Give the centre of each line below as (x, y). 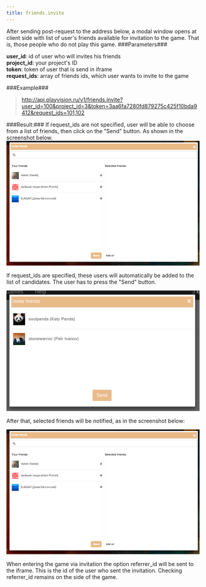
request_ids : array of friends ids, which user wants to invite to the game (97, 76)
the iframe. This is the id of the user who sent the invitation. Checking (94, 570)
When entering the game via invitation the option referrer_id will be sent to (100, 564)
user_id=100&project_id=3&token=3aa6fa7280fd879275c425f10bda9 (109, 106)
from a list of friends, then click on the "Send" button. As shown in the (95, 131)
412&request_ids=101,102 (53, 112)
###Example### (28, 87)
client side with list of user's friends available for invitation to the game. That (103, 37)
